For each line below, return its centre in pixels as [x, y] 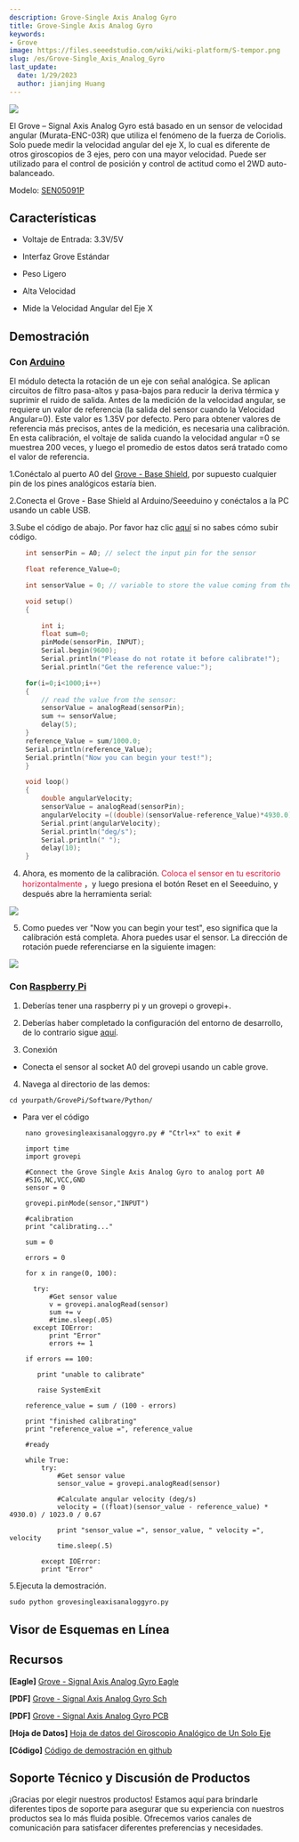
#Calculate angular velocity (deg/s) [127, 1499]
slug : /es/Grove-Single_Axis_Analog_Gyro [87, 59]
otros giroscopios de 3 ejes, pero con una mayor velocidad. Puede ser [138, 154]
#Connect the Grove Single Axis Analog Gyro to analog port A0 [145, 1172]
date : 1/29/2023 [47, 76]
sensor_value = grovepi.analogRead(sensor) [138, 1484]
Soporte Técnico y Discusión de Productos [130, 1778]
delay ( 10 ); [61, 848]
